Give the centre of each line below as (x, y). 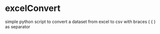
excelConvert (33, 8)
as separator (18, 26)
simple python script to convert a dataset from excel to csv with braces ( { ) (80, 22)
